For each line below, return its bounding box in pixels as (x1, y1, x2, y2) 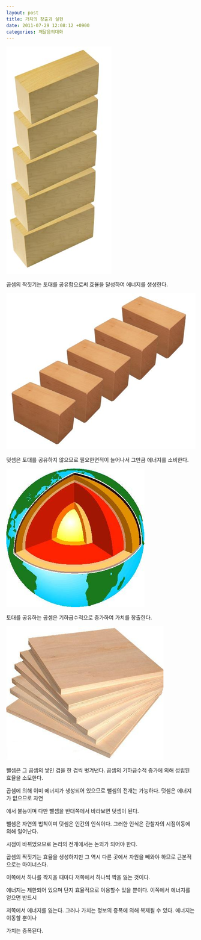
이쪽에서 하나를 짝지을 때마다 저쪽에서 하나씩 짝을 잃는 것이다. (6, 874, 151, 881)
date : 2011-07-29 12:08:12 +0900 (6, 22, 90, 28)
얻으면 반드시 (6, 894, 37, 901)
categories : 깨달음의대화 (6, 29, 64, 35)
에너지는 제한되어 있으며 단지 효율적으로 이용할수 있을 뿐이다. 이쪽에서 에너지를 (6, 886, 191, 894)
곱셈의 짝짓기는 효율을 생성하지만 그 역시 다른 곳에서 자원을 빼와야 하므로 (6, 853, 176, 861)
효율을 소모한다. (6, 774, 44, 782)
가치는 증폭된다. (6, 927, 44, 935)
